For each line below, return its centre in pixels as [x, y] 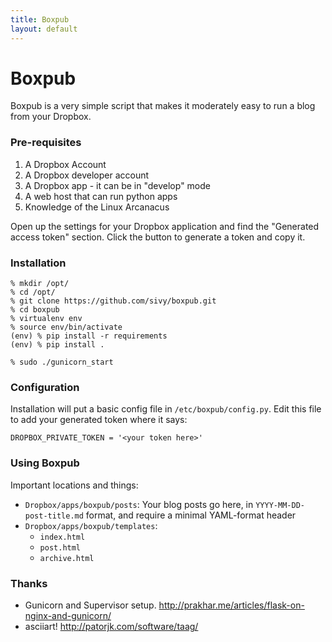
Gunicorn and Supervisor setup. [90, 605]
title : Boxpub [40, 19]
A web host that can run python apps [101, 196]
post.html [60, 547]
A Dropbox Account [65, 164]
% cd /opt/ [33, 292]
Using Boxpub [45, 463]
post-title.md [54, 516]
